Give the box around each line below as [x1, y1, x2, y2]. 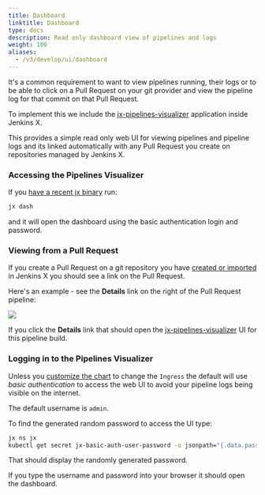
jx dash [8, 203, 34, 211]
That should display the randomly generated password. [8, 456, 188, 465]
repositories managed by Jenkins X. [8, 149, 125, 159]
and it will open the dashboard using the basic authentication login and [8, 217, 238, 227]
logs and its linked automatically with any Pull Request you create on [8, 141, 231, 151]
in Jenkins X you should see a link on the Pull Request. [8, 272, 185, 281]
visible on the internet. [8, 388, 81, 397]
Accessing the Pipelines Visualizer [8, 169, 144, 180]
